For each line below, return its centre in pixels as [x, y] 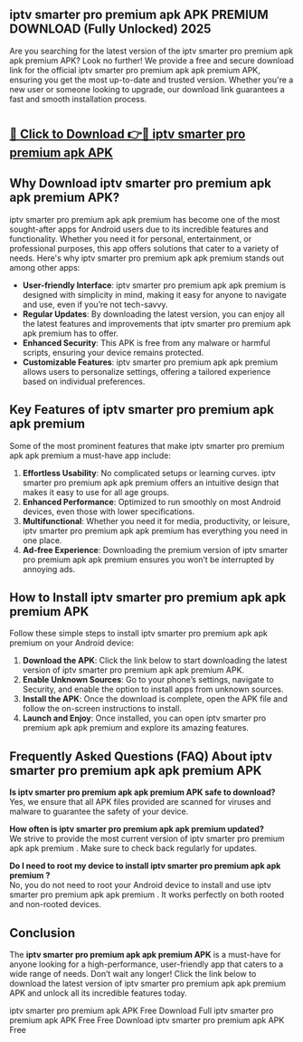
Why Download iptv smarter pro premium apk [140, 183]
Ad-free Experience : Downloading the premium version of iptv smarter [155, 550]
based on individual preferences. [84, 381]
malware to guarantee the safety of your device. [99, 812]
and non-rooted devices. [56, 904]
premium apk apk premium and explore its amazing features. [135, 728]
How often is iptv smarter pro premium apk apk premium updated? [137, 829]
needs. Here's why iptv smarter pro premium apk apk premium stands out [147, 258]
